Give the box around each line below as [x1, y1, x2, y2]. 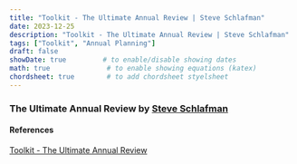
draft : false [9, 47, 59, 56]
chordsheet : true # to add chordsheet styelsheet [9, 72, 229, 82]
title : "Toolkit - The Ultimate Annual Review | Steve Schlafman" [9, 13, 265, 23]
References [9, 124, 54, 136]
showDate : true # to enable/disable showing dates [9, 55, 237, 64]
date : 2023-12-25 [9, 22, 75, 31]
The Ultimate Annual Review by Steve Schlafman [9, 101, 229, 114]
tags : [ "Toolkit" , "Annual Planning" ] [9, 38, 156, 48]
